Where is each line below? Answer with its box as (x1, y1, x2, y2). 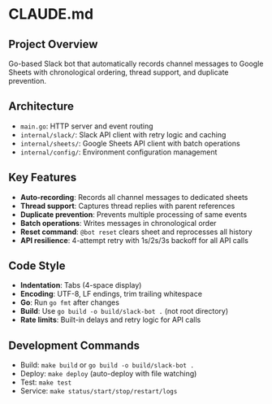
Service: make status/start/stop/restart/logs (19, 386, 178, 396)
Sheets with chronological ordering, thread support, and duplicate (8, 67, 229, 77)
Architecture (8, 99, 75, 114)
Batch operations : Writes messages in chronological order (19, 218, 217, 228)
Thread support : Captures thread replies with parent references (19, 201, 235, 211)
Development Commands (8, 338, 140, 352)
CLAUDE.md (8, 5, 94, 24)
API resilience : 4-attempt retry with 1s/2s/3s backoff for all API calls (19, 235, 249, 245)
